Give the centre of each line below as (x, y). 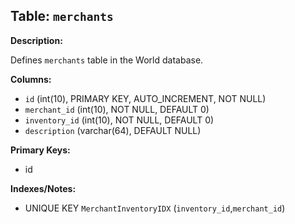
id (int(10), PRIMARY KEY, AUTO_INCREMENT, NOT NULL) (145, 98)
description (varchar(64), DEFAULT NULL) (113, 130)
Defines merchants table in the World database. (107, 60)
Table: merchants (62, 16)
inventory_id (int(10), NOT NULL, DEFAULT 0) (119, 120)
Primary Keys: (40, 150)
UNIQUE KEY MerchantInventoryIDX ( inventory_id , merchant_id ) (155, 208)
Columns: (31, 79)
